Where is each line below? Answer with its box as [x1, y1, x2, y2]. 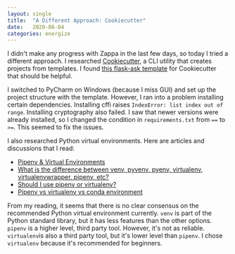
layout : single [7, 10, 52, 18]
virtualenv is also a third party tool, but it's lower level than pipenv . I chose [7, 231, 223, 240]
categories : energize [7, 30, 71, 37]
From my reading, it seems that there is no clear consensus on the [7, 202, 199, 210]
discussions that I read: [7, 144, 75, 152]
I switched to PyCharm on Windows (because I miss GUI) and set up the [7, 85, 217, 94]
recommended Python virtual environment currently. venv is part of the [7, 209, 212, 217]
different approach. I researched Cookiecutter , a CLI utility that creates [7, 57, 212, 66]
